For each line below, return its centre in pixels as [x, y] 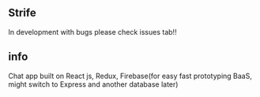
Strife [23, 13]
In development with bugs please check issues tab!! [92, 32]
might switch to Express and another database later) [93, 84]
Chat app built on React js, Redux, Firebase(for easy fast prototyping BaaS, [130, 76]
